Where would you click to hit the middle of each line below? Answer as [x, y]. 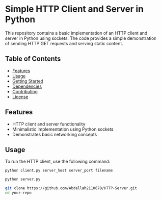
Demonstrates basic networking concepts [54, 134]
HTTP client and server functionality [49, 124]
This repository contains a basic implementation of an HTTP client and [76, 33]
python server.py [23, 179]
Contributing [25, 91]
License [20, 97]
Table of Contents [33, 59]
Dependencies [27, 86]
